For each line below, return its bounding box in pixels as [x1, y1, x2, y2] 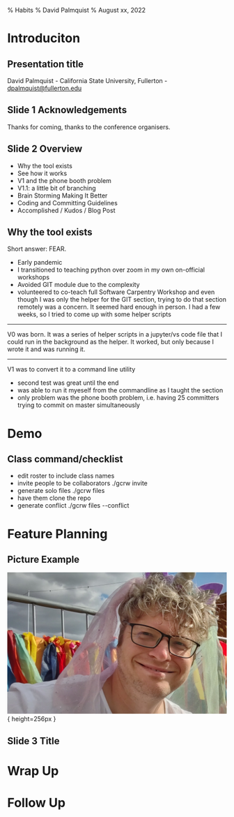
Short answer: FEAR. [7, 244, 67, 253]
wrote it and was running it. [7, 345, 86, 353]
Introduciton [7, 31, 81, 46]
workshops [17, 273, 50, 281]
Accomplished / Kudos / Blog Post [17, 206, 116, 214]
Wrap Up [7, 763, 59, 779]
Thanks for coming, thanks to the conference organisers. [7, 122, 171, 131]
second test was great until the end [17, 378, 119, 387]
